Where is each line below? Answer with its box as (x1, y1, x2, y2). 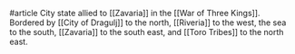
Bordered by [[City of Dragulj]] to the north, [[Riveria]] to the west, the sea (9, 17, 287, 28)
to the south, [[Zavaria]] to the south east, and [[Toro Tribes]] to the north (9, 27, 284, 37)
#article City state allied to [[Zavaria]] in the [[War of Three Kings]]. (9, 8, 261, 18)
